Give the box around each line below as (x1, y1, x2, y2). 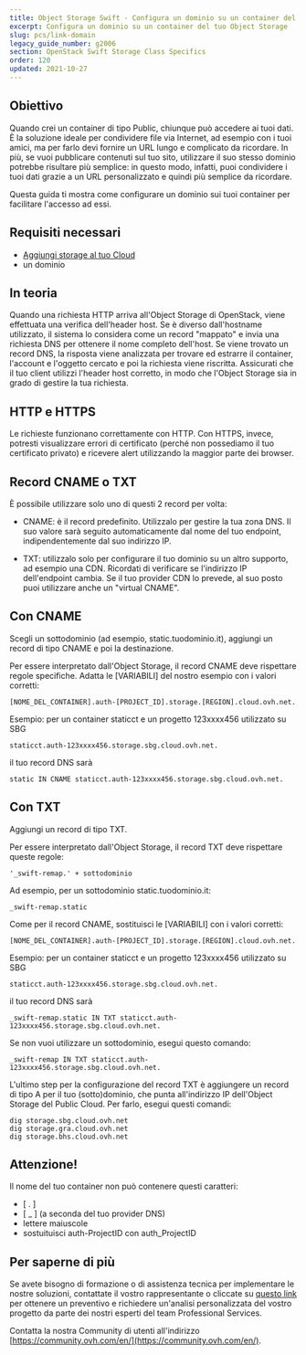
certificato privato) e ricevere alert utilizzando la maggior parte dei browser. (9, 448, 294, 459)
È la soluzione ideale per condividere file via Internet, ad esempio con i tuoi (9, 132, 292, 143)
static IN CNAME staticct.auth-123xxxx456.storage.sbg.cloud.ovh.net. (9, 774, 284, 784)
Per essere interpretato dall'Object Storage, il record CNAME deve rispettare (9, 660, 297, 672)
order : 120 (9, 56, 51, 65)
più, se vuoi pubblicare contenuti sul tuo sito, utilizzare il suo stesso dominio (9, 152, 296, 163)
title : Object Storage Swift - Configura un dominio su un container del (9, 13, 297, 23)
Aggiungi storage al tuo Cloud (22, 249, 135, 260)
